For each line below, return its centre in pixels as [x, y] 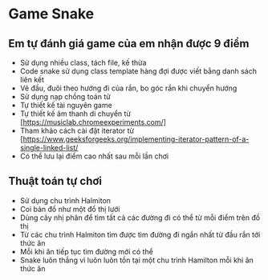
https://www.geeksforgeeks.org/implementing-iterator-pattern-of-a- [136, 139]
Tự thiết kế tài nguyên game [66, 105]
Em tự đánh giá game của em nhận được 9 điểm [129, 44]
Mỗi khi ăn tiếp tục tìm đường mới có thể [87, 251]
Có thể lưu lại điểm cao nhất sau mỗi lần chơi [94, 156]
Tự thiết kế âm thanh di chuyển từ [75, 114]
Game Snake [51, 14]
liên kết [32, 80]
